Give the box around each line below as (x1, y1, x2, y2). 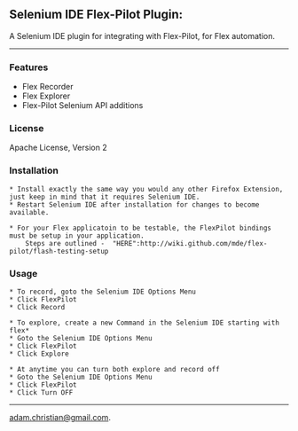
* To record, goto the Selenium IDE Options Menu (9, 287, 197, 296)
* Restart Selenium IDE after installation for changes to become (9, 200, 260, 209)
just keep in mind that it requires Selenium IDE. (9, 192, 200, 201)
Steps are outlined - (25, 239, 105, 247)
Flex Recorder (21, 82, 74, 92)
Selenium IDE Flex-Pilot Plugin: (9, 7, 184, 22)
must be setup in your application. (9, 231, 145, 240)
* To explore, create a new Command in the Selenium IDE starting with (9, 318, 279, 327)
